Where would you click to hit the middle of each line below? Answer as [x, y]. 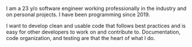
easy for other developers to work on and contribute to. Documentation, [93, 32]
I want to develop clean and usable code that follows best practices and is [96, 26]
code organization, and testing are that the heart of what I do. [81, 38]
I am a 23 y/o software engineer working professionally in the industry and [96, 8]
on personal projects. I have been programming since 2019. [78, 15]
